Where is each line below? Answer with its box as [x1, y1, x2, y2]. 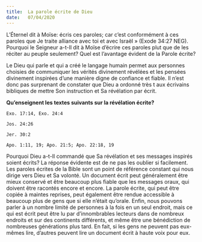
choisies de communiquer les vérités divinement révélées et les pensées [6, 68, 186, 75]
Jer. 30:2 [6, 132, 31, 138]
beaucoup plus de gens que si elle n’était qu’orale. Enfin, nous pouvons [6, 197, 183, 204]
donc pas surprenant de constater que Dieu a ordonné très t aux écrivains [6, 80, 189, 88]
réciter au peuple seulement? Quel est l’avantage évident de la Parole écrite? [6, 50, 196, 57]
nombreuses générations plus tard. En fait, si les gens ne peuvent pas [6, 223, 179, 230]
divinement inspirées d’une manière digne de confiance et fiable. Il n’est [6, 74, 185, 82]
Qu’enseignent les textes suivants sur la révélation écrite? [6, 98, 155, 106]
